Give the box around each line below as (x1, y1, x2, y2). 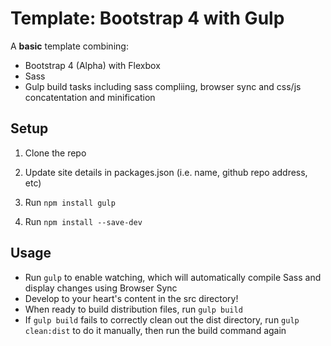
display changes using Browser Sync (24, 282, 178, 294)
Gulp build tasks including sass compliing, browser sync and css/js (24, 80, 302, 92)
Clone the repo (24, 147, 87, 159)
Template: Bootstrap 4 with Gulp (10, 7, 285, 30)
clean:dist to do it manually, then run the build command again (24, 324, 287, 336)
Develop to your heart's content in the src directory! (24, 292, 239, 304)
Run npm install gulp (24, 196, 116, 208)
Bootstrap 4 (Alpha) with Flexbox (24, 59, 161, 71)
